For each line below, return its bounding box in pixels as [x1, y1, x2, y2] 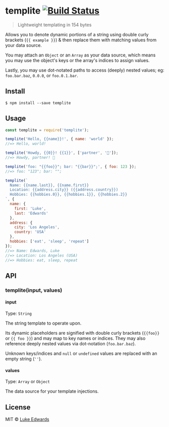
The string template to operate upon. [5, 320, 82, 326]
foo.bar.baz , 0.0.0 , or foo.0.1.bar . [5, 72, 78, 78]
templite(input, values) [5, 286, 63, 293]
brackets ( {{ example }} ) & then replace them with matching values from [5, 37, 157, 43]
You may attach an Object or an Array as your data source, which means [5, 52, 156, 58]
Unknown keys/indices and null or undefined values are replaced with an [5, 350, 157, 356]
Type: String [5, 310, 32, 316]
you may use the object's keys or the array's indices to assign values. [5, 57, 150, 63]
